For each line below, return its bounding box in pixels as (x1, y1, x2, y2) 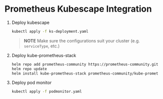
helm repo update (11, 66, 47, 71)
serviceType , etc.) (23, 43, 60, 49)
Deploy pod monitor (11, 79, 52, 86)
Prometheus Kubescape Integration (4, 3, 152, 15)
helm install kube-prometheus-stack (11, 71, 86, 76)
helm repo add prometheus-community (11, 62, 86, 67)
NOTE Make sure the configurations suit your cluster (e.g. (23, 38, 140, 43)
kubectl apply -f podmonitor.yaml (11, 89, 82, 94)
